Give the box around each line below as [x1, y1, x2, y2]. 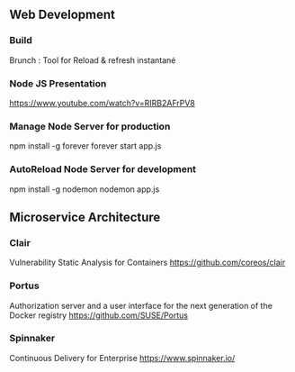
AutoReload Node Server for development [9, 163, 196, 176]
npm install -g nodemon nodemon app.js [9, 184, 160, 195]
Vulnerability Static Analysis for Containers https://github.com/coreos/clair [9, 257, 286, 268]
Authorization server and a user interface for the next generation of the [9, 300, 273, 311]
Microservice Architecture [9, 209, 161, 224]
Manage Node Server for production [9, 120, 171, 132]
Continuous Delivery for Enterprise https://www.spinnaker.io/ [9, 352, 236, 363]
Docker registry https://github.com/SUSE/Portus [9, 310, 189, 321]
